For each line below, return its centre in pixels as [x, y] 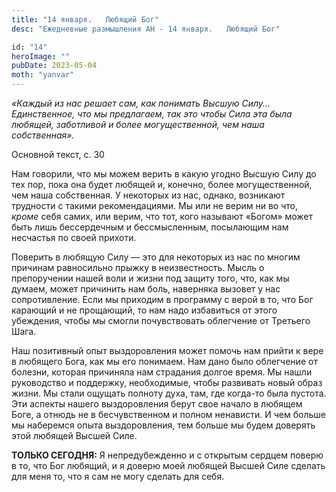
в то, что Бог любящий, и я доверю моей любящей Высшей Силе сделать [168, 465]
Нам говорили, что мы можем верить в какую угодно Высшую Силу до [164, 174]
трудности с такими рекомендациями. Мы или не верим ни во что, [154, 205]
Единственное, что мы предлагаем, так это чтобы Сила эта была [152, 114]
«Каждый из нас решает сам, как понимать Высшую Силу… [141, 103]
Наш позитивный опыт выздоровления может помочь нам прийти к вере [167, 350]
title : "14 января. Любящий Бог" [85, 19]
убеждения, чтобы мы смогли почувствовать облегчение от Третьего [161, 320]
